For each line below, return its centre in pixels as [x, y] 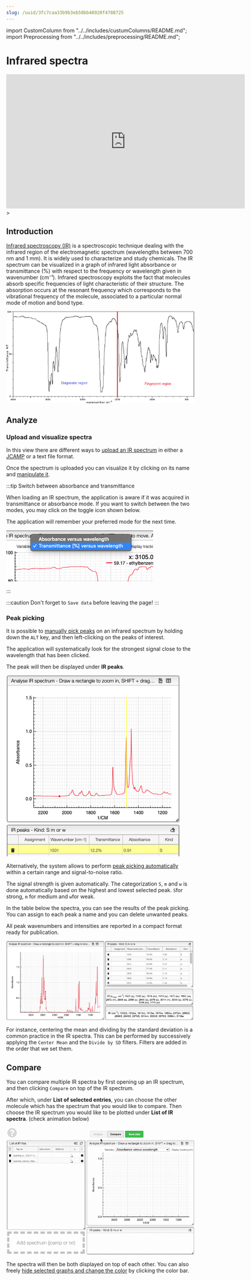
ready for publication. [32, 932]
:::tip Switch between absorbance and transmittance [71, 486]
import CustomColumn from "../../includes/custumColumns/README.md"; [97, 30]
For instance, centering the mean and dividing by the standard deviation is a [100, 1030]
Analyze [22, 420]
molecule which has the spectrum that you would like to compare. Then [94, 1106]
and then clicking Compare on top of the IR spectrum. [70, 1088]
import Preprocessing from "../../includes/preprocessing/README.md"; [93, 36]
